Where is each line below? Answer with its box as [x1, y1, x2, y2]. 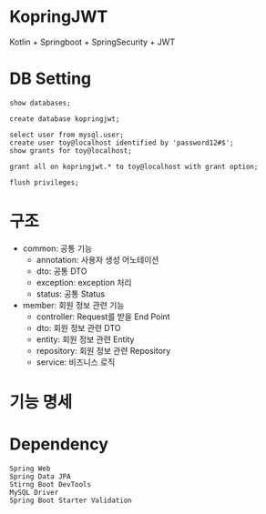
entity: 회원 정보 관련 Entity [36, 334, 135, 345]
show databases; [9, 98, 71, 107]
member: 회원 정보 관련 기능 [22, 299, 125, 310]
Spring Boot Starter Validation [9, 496, 132, 505]
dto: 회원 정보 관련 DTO [36, 322, 121, 333]
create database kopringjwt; [9, 114, 120, 124]
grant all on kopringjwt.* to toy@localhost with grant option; [9, 162, 259, 171]
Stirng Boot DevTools [9, 479, 92, 489]
